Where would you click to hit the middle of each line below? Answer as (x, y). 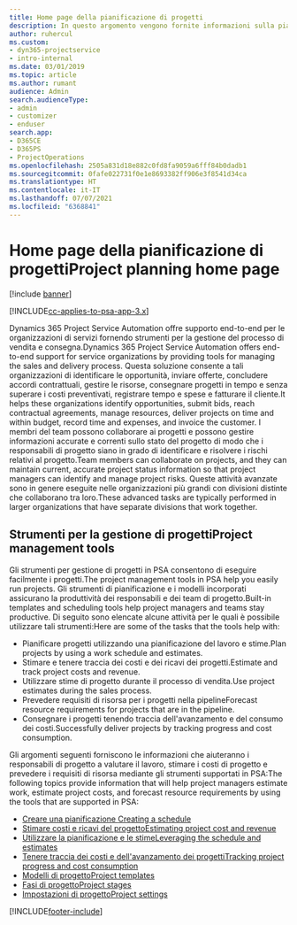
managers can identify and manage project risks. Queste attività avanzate (144, 478)
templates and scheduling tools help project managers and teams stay (137, 607)
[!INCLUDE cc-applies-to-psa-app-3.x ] (79, 311)
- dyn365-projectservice (55, 50)
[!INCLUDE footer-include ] (56, 911)
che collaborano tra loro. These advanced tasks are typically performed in (143, 497)
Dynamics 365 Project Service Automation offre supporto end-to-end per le (147, 328)
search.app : (31, 133)
